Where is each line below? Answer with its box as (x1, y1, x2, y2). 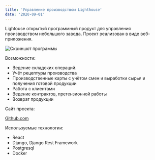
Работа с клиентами (12, 85, 55, 91)
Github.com (5, 115, 29, 121)
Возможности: (5, 55, 36, 61)
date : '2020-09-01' (5, 12, 45, 17)
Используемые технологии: (5, 124, 63, 131)
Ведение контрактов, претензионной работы (12, 91, 107, 97)
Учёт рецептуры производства (12, 70, 77, 76)
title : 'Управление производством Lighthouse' (5, 7, 102, 12)
